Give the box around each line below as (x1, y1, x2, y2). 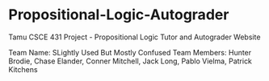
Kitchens (8, 64, 38, 74)
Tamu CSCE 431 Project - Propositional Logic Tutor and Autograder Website (8, 32, 261, 42)
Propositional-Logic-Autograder (8, 6, 229, 24)
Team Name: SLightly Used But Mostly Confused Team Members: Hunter (8, 47, 252, 57)
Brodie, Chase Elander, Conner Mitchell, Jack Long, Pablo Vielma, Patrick (8, 56, 253, 66)
